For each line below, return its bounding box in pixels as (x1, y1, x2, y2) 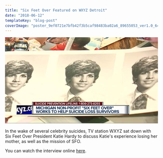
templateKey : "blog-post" (5, 18, 57, 23)
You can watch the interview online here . (5, 148, 87, 154)
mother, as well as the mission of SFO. (5, 138, 81, 144)
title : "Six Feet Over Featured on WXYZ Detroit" (5, 8, 108, 13)
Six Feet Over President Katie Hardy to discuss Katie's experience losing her (5, 133, 158, 139)
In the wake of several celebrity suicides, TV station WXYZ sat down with (5, 128, 151, 134)
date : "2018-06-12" (5, 13, 45, 18)
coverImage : (5, 23, 29, 28)
